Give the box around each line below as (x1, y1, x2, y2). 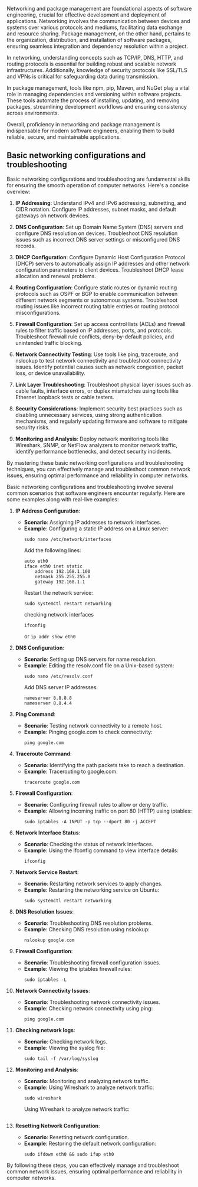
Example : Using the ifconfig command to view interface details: (24, 847, 179, 854)
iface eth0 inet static (24, 563, 83, 569)
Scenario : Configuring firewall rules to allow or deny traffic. (24, 801, 169, 808)
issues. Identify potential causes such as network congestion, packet (15, 363, 183, 370)
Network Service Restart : (15, 868, 79, 876)
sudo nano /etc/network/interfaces (24, 536, 111, 542)
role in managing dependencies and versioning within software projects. (6, 91, 182, 97)
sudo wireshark (24, 1095, 61, 1101)
